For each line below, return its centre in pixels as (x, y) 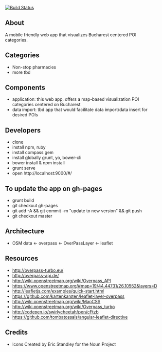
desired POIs (25, 115)
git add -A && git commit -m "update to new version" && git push (77, 211)
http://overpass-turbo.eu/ (38, 270)
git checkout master (32, 216)
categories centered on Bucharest (46, 105)
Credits (17, 332)
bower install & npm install (38, 163)
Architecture (25, 231)
